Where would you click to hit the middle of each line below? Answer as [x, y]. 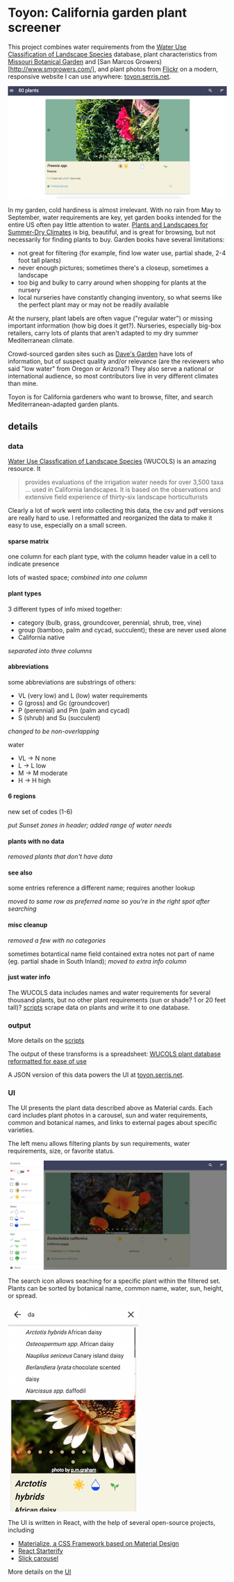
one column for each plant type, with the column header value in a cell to [112, 557]
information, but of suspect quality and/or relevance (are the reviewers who [116, 361]
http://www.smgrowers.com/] [52, 69]
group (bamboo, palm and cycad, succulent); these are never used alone [122, 630]
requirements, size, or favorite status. [61, 1151]
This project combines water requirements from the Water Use [97, 47]
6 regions [22, 796]
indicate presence [34, 564]
